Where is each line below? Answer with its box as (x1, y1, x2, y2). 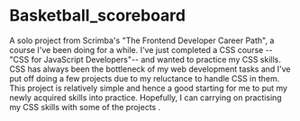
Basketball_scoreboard (9, 5, 186, 26)
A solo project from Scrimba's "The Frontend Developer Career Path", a (9, 35, 275, 46)
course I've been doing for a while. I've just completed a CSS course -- (9, 44, 273, 55)
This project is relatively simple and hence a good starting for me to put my (9, 82, 288, 93)
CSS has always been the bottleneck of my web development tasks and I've (9, 64, 291, 74)
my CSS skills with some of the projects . (9, 101, 161, 112)
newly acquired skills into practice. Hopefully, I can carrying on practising (9, 91, 282, 103)
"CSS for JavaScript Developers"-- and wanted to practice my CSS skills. (9, 54, 282, 65)
